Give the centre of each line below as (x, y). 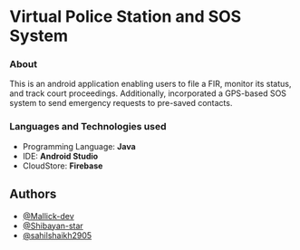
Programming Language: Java (79, 146)
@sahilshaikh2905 (57, 235)
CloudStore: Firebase (63, 166)
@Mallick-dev (48, 216)
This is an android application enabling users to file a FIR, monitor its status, (150, 84)
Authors (33, 194)
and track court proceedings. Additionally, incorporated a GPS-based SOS (148, 93)
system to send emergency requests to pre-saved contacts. (121, 103)
